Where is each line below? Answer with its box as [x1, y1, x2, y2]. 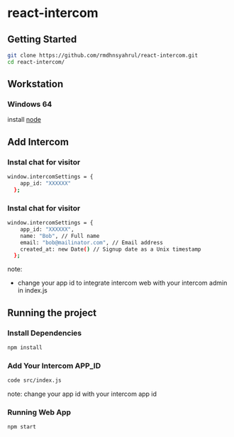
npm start [7, 424, 37, 431]
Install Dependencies [7, 328, 82, 338]
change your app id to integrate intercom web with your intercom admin [17, 278, 228, 288]
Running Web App [7, 407, 72, 417]
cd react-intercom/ [7, 58, 65, 65]
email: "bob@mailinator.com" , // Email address [20, 239, 163, 246]
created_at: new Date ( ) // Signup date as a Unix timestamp [20, 246, 201, 253]
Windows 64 [7, 99, 52, 109]
